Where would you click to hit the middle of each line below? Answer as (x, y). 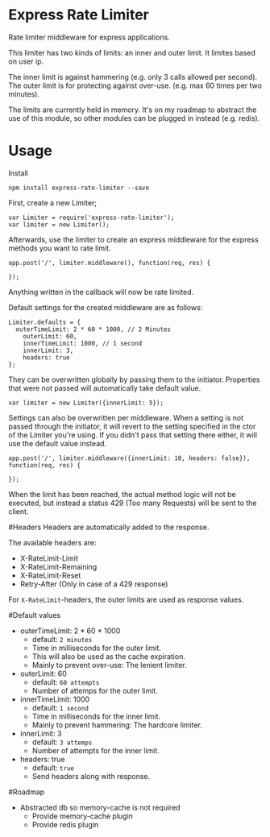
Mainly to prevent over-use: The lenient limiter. (109, 665)
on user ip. (26, 61)
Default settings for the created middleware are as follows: (106, 307)
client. (19, 511)
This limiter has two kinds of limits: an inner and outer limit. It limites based (132, 52)
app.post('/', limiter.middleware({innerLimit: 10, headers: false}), (129, 458)
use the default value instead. (58, 443)
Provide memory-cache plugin (82, 816)
